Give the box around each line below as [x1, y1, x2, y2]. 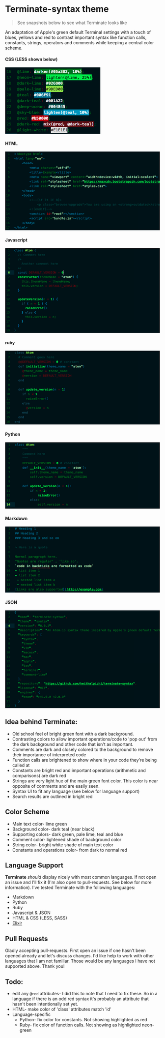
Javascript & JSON [12, 910, 51, 916]
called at [12, 762, 30, 768]
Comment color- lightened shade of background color [12, 836, 122, 842]
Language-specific [12, 1011, 51, 1017]
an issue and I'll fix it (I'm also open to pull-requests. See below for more [5, 879, 152, 886]
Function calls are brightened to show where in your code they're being [12, 757, 157, 763]
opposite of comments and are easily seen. [12, 783, 100, 789]
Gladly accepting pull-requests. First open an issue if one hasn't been [5, 948, 146, 953]
